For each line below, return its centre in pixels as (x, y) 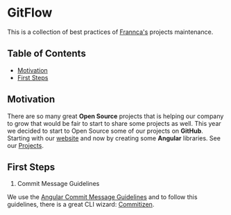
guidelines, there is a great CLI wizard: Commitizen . (81, 205)
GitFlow (30, 13)
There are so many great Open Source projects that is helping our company (115, 116)
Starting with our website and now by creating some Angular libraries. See (114, 138)
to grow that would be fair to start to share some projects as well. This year (114, 123)
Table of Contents (47, 54)
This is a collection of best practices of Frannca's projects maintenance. (110, 32)
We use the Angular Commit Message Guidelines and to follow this (102, 197)
